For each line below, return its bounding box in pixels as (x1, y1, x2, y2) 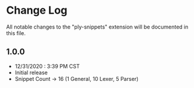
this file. (6, 29, 26, 36)
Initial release (14, 69, 48, 76)
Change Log (6, 4, 67, 17)
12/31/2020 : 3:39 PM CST (14, 62, 80, 70)
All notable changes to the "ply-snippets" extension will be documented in (6, 23, 189, 30)
